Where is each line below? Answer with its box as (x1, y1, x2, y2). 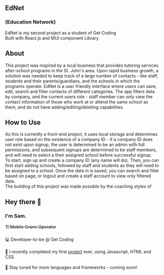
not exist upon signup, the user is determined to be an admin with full (5, 142, 145, 148)
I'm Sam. (5, 212, 27, 219)
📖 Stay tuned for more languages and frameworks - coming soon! (5, 265, 138, 270)
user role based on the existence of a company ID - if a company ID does (5, 137, 153, 142)
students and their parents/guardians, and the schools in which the (5, 78, 141, 84)
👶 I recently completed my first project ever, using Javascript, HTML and (5, 249, 152, 254)
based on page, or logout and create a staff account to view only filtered (5, 173, 151, 179)
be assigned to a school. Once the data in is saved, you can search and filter (5, 168, 160, 174)
